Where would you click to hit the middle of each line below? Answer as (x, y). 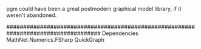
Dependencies (120, 33)
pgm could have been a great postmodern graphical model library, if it (94, 9)
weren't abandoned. (32, 15)
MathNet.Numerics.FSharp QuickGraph (56, 40)
